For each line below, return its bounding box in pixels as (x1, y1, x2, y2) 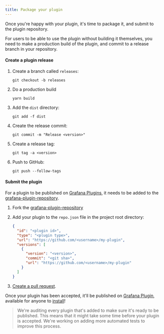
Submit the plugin (5, 179, 42, 185)
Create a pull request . (12, 283, 57, 289)
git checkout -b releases (12, 77, 66, 83)
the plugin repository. (5, 26, 48, 32)
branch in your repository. (5, 46, 58, 52)
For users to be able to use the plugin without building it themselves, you (5, 35, 153, 41)
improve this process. (17, 323, 62, 329)
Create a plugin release (5, 57, 54, 63)
